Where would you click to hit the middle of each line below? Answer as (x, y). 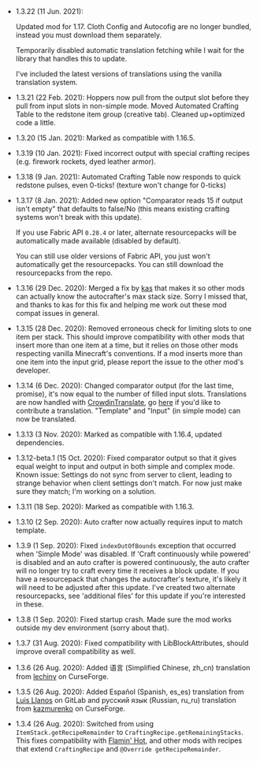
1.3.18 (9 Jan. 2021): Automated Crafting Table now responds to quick (128, 177)
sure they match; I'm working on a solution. (85, 491)
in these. (30, 604)
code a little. (36, 123)
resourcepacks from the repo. (64, 273)
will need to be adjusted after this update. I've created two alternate (125, 587)
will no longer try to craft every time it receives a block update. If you (127, 571)
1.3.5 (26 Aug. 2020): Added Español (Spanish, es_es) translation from (130, 692)
